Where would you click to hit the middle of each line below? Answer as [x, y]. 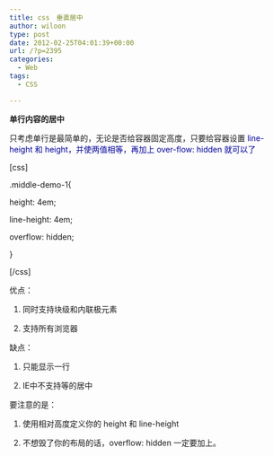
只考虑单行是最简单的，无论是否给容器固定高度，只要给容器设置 [127, 138]
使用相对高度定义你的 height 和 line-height [101, 424]
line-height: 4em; [41, 219]
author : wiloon [38, 26]
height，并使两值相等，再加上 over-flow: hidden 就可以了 [150, 149]
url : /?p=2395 [36, 51]
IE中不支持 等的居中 [57, 385]
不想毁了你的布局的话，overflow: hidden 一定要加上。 [122, 443]
